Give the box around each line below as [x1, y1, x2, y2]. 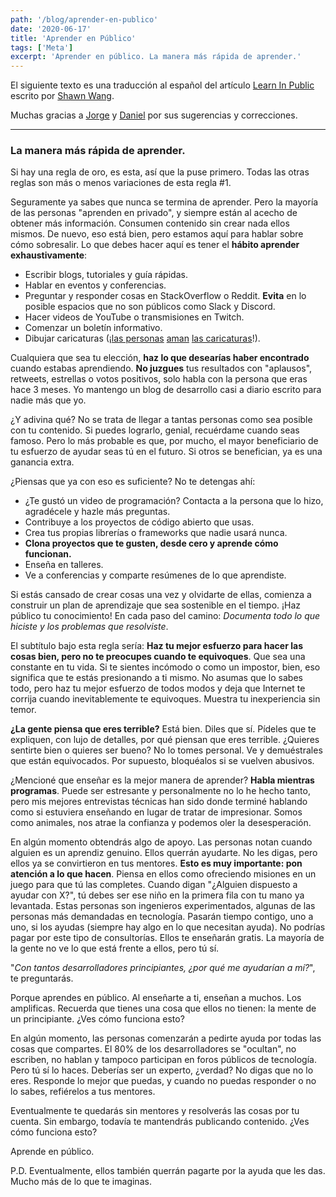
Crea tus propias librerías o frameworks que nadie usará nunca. [24, 527, 288, 539]
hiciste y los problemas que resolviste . [10, 621, 169, 633]
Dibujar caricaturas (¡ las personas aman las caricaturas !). [24, 332, 261, 345]
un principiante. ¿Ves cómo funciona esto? [10, 1013, 185, 1025]
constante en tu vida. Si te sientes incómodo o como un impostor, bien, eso [10, 661, 321, 673]
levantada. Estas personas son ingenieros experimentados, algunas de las [10, 900, 316, 912]
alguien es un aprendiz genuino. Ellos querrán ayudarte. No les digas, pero [10, 847, 318, 859]
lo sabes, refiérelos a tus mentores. [10, 1086, 156, 1098]
